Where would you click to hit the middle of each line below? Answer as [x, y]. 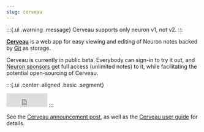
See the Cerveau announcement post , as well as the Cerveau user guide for [102, 117]
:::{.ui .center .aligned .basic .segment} [55, 85]
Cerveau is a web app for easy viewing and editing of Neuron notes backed [102, 41]
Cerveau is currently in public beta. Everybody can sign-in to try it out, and [100, 60]
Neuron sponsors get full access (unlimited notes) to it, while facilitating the [102, 66]
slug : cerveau [25, 12]
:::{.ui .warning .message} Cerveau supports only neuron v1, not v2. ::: [95, 29]
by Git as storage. [28, 48]
